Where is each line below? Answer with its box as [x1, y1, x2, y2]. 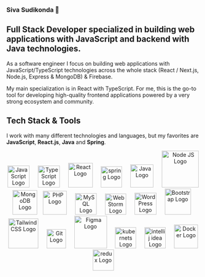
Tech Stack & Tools [6, 116, 81, 126]
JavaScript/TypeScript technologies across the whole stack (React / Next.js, [6, 66, 199, 74]
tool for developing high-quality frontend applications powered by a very [6, 91, 190, 99]
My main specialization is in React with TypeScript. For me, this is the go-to [6, 85, 196, 92]
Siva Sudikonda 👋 [6, 6, 60, 14]
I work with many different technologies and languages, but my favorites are [6, 132, 199, 139]
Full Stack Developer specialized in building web [6, 25, 195, 35]
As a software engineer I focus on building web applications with [6, 59, 170, 67]
